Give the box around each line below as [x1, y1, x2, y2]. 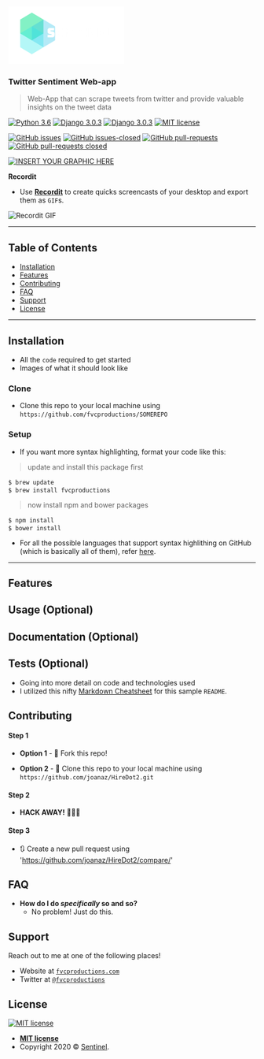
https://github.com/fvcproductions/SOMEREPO [19, 411, 168, 419]
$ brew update [8, 478, 55, 486]
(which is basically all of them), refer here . [19, 546, 156, 556]
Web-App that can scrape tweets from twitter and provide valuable [27, 94, 244, 104]
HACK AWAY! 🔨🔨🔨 [19, 808, 81, 817]
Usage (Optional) [8, 604, 93, 617]
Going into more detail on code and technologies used [19, 678, 196, 687]
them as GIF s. [19, 195, 64, 205]
